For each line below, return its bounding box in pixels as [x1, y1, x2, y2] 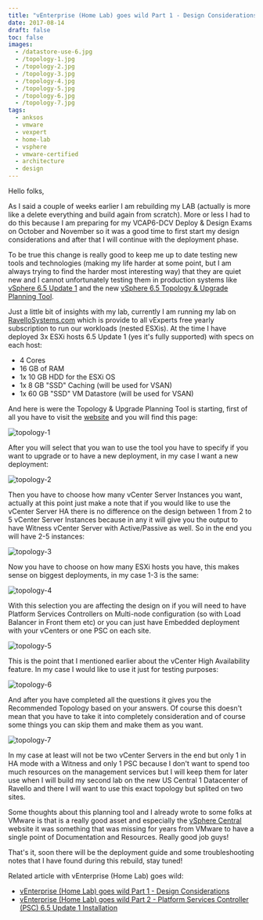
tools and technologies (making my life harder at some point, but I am [8, 258, 232, 268]
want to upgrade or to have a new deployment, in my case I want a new [8, 451, 239, 460]
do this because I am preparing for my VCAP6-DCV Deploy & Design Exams [8, 218, 253, 228]
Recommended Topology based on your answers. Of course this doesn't [8, 703, 243, 713]
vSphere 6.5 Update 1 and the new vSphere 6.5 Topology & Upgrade [8, 283, 229, 293]
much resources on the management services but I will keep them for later [8, 767, 248, 776]
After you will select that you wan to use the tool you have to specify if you [8, 443, 249, 452]
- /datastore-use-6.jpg [15, 48, 92, 56]
